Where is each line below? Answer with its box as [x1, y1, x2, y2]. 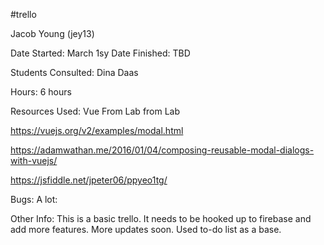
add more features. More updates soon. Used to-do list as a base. [10, 224, 282, 235]
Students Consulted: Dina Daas [10, 67, 139, 78]
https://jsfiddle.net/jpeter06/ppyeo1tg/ [10, 174, 168, 186]
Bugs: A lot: [10, 194, 58, 205]
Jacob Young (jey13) [10, 28, 95, 39]
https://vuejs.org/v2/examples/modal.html [10, 125, 184, 136]
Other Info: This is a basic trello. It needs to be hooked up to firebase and [10, 213, 312, 224]
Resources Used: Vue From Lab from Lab [10, 105, 181, 117]
